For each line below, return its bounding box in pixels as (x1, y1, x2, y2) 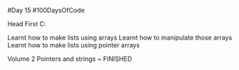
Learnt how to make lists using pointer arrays (7, 41, 141, 49)
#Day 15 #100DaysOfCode (7, 6, 85, 14)
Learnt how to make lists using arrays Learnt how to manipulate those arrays (7, 33, 233, 42)
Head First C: (7, 20, 46, 28)
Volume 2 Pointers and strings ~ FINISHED (7, 54, 133, 63)
